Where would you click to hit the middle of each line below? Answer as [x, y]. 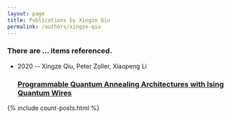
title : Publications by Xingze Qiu [59, 20]
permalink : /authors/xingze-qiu [54, 26]
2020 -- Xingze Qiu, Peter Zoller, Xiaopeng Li [82, 66]
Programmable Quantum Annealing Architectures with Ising [120, 84]
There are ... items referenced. [60, 51]
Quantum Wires [44, 93]
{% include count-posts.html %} [53, 108]
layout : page [26, 14]
